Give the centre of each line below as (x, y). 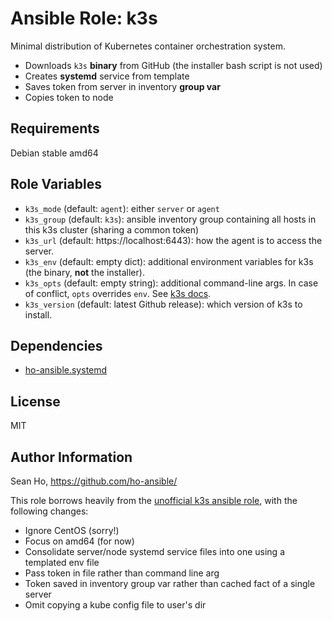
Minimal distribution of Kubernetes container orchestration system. (148, 46)
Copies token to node (69, 97)
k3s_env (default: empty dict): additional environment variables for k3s (169, 261)
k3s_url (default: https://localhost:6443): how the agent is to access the (173, 240)
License (35, 401)
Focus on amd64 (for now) (79, 541)
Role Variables (56, 184)
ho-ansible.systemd (66, 370)
